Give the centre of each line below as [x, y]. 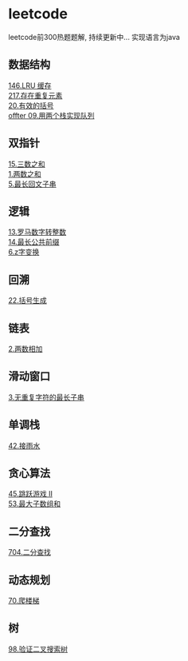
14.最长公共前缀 [34, 242]
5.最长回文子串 [32, 184]
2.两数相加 [25, 349]
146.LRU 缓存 [30, 86]
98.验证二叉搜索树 [38, 649]
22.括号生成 [28, 301]
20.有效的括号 [31, 106]
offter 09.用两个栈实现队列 [51, 115]
